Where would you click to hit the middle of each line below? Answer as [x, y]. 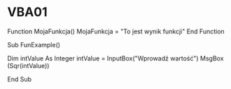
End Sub [20, 79]
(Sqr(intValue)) [28, 65]
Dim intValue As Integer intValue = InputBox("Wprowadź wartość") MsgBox [115, 58]
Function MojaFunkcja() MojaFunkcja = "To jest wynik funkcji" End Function [116, 31]
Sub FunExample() [34, 44]
